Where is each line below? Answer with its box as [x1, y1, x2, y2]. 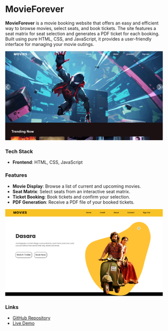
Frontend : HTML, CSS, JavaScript [12, 159, 83, 165]
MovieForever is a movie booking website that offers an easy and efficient [5, 20, 159, 26]
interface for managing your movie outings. [5, 41, 94, 47]
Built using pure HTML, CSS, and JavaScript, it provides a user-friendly [5, 36, 151, 42]
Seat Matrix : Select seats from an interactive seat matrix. [12, 188, 130, 194]
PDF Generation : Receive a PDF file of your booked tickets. [12, 199, 135, 205]
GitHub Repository [12, 315, 51, 321]
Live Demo [12, 320, 35, 326]
